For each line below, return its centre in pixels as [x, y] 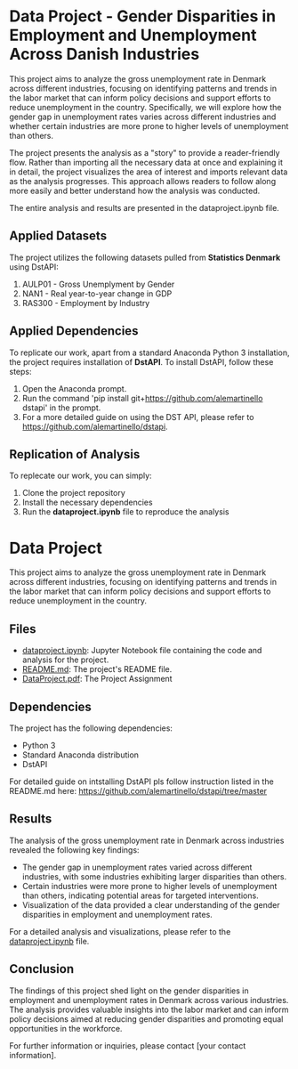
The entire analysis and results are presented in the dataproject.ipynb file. [145, 207]
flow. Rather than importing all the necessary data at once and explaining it [146, 162]
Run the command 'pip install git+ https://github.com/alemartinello [142, 398]
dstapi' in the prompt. [61, 408]
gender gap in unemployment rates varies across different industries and [143, 117]
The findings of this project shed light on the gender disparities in [129, 991]
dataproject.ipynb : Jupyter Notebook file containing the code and [142, 651]
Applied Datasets [58, 236]
